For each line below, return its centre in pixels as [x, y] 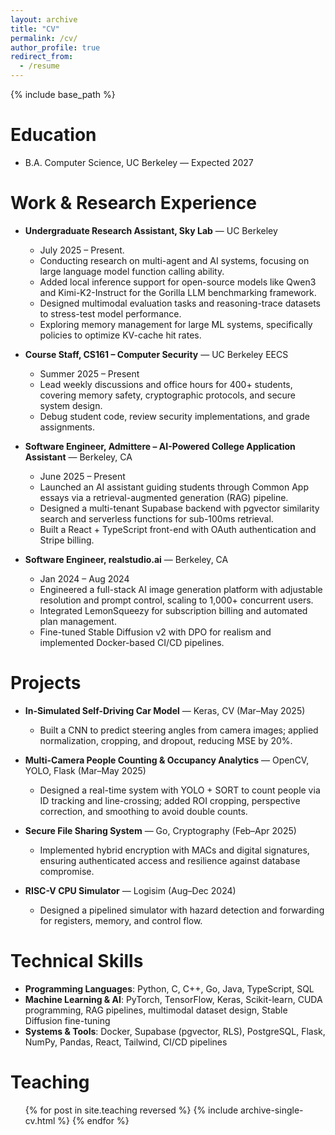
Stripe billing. [67, 540]
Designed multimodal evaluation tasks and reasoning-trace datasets [180, 303]
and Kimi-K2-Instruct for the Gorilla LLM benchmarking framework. [178, 292]
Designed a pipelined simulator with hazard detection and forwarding [182, 910]
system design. [71, 405]
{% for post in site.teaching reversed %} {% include [131, 1110]
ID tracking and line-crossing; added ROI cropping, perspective [170, 800]
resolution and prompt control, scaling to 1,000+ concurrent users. [176, 600]
